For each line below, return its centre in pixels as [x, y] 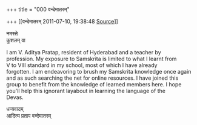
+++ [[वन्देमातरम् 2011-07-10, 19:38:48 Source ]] [62, 21]
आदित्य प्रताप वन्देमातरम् [29, 116]
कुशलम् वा [16, 40]
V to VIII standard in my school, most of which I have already [82, 65]
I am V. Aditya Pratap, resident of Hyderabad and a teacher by [84, 52]
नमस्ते [12, 34]
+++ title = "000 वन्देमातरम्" [38, 9]
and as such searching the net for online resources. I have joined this [92, 78]
